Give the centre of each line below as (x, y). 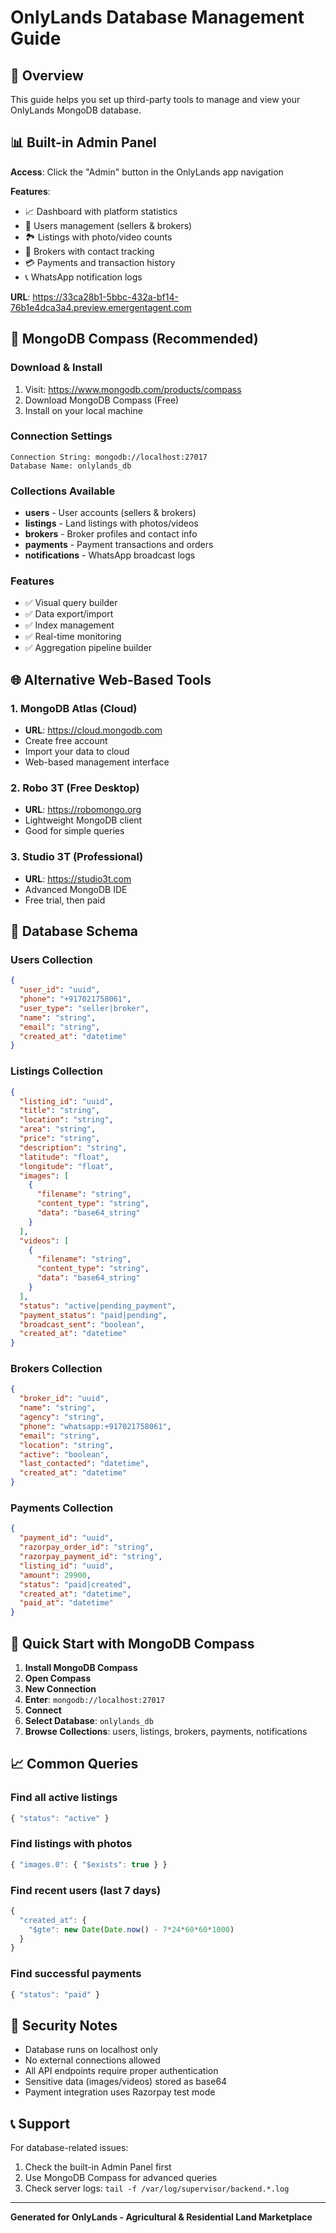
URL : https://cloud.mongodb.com (93, 730)
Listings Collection (56, 1071)
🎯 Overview (47, 75)
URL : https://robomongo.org (83, 810)
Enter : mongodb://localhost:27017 (95, 1699)
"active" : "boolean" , (64, 1454)
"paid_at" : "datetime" (66, 1603)
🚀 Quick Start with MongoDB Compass (132, 1643)
